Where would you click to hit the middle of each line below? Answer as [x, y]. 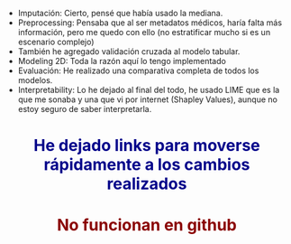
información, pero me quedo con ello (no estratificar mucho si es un [144, 32]
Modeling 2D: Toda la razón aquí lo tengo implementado [122, 61]
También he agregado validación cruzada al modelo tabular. [129, 52]
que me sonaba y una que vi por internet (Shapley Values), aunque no [147, 99]
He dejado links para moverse [147, 146]
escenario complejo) [56, 42]
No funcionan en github [147, 225]
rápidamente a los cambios [147, 165]
